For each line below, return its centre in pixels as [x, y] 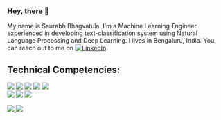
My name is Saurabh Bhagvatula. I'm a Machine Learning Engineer [102, 26]
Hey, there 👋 [28, 11]
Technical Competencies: [64, 69]
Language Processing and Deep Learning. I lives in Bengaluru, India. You [111, 41]
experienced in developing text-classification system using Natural [103, 33]
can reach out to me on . [58, 48]
